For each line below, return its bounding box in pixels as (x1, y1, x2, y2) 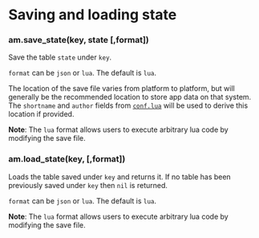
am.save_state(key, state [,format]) (8, 35, 150, 46)
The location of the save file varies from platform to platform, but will (8, 84, 235, 93)
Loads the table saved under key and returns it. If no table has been (8, 171, 231, 182)
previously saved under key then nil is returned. (8, 180, 168, 190)
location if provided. (8, 109, 75, 119)
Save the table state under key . (8, 52, 112, 62)
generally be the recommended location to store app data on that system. (8, 92, 252, 102)
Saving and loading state (8, 6, 177, 24)
